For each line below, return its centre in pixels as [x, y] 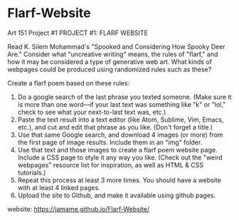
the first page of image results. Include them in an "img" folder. [110, 142]
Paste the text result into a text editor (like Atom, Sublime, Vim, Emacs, [121, 120]
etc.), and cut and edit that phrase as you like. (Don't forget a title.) [115, 127]
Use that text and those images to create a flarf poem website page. [117, 150]
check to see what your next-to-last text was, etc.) [92, 112]
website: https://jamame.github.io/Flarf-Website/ [78, 209]
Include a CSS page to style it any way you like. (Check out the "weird [120, 157]
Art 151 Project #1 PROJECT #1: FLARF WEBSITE [78, 33]
